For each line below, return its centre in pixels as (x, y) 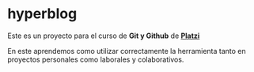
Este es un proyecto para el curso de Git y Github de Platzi (104, 36)
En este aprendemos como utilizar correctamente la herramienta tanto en (127, 51)
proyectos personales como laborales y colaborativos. (96, 59)
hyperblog (42, 14)
